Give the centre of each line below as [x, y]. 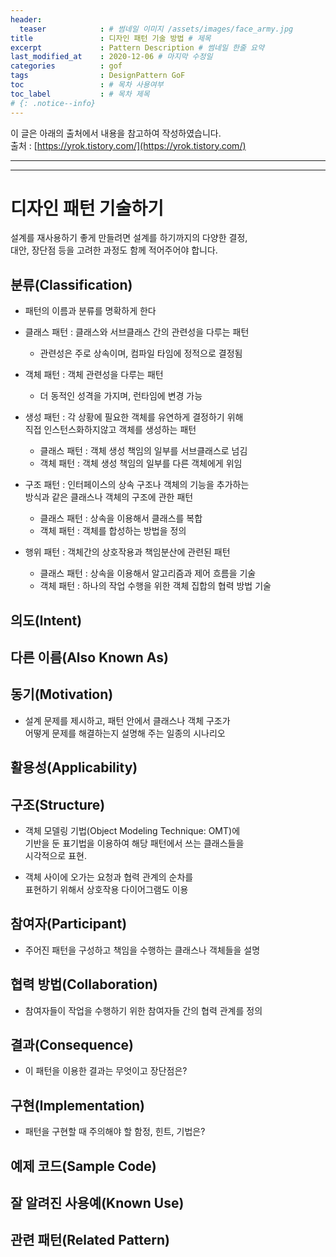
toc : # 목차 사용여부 [87, 85]
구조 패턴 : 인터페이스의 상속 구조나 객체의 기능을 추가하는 [137, 485]
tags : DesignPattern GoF [98, 76]
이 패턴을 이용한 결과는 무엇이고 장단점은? [106, 1071]
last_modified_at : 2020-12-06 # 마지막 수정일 [111, 57]
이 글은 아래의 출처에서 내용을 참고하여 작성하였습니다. [116, 133]
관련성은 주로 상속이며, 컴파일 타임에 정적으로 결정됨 [141, 353]
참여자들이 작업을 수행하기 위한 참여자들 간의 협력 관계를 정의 [143, 1010]
